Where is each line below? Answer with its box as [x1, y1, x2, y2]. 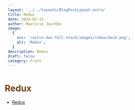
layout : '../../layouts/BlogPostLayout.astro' [7, 7, 107, 12]
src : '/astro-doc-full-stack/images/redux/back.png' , [16, 35, 131, 40]
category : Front [7, 58, 42, 63]
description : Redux [7, 49, 48, 54]
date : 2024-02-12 [7, 16, 44, 22]
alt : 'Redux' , [16, 40, 46, 45]
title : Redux [7, 12, 35, 17]
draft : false [7, 54, 35, 59]
